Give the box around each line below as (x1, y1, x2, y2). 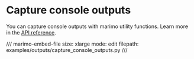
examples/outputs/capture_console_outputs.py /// (6, 46, 128, 53)
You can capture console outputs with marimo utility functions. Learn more (6, 23, 188, 30)
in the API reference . (6, 29, 56, 36)
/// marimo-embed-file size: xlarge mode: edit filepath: (6, 40, 139, 47)
